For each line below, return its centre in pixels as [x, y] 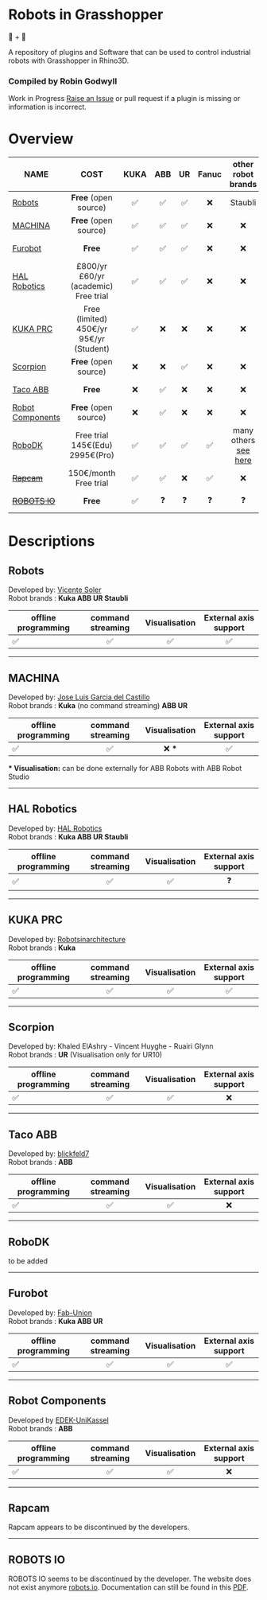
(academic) [92, 286]
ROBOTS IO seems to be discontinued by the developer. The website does [130, 1579]
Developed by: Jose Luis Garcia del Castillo [79, 697]
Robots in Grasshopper [86, 15]
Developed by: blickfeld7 [49, 1154]
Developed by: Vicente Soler [55, 590]
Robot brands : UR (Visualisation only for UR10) [85, 1055]
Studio [19, 777]
